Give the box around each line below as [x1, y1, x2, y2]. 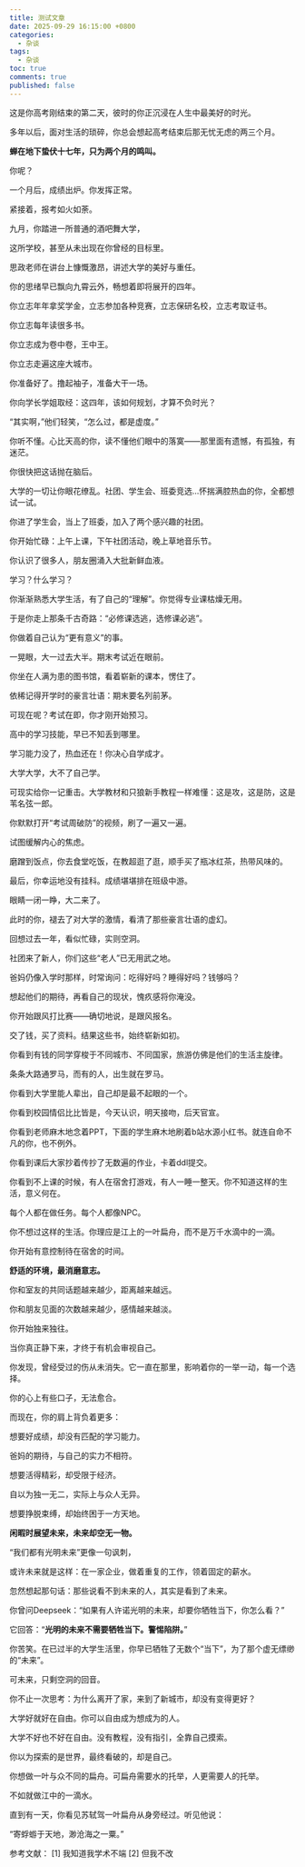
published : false [9, 81, 75, 90]
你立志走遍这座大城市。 [9, 358, 97, 369]
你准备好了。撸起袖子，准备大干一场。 [9, 377, 152, 388]
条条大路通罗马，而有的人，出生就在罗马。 [9, 1068, 169, 1079]
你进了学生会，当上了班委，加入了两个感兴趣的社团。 [9, 515, 209, 527]
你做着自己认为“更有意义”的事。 [9, 632, 129, 643]
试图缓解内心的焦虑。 [9, 836, 89, 847]
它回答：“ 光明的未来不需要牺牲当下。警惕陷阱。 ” [9, 1623, 188, 1634]
